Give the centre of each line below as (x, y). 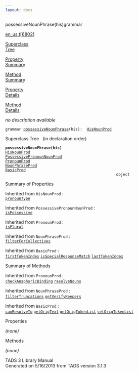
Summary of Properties (30, 184)
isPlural (14, 227)
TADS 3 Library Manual (29, 360)
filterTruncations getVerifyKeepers (43, 297)
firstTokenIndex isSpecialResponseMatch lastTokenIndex (64, 256)
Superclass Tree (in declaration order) (46, 138)
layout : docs (19, 10)
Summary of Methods (28, 266)
